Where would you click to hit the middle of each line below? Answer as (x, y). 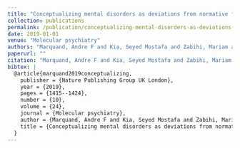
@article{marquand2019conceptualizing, (73, 73)
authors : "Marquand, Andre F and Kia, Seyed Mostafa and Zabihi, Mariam (118, 47)
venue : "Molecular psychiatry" (54, 41)
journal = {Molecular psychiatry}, (73, 113)
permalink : (24, 27)
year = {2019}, (43, 87)
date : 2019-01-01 (33, 34)
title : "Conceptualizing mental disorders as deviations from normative (118, 14)
